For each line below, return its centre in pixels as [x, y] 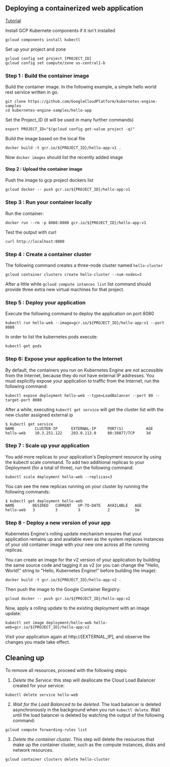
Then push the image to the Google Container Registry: [63, 590]
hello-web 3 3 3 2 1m [72, 510]
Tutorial [13, 20]
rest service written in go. [32, 92]
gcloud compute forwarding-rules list [46, 730]
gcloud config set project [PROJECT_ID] [49, 58]
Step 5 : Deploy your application [45, 302]
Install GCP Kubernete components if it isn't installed [60, 30]
